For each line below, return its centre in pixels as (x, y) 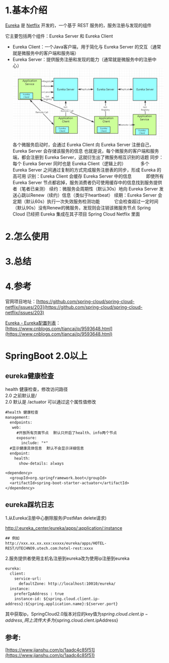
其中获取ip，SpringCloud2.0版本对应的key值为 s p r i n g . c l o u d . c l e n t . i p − (77, 614)
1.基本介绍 (26, 10)
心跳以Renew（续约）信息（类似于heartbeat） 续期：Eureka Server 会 (90, 195)
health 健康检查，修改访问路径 (36, 389)
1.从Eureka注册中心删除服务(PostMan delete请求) (56, 518)
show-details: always (41, 463)
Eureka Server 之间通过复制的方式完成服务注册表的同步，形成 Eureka (84, 170)
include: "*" (35, 443)
